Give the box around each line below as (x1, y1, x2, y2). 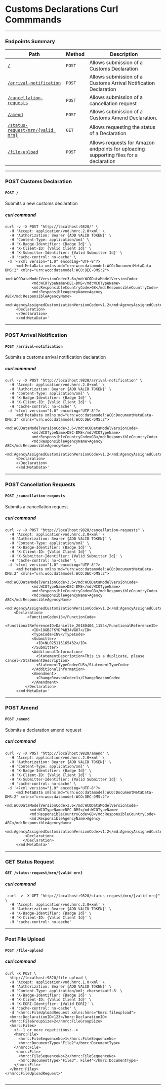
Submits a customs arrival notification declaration (5, 354, 106, 360)
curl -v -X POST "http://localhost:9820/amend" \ (5, 751, 110, 756)
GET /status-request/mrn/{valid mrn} (5, 870, 83, 875)
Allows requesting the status (89, 124, 156, 131)
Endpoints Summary (5, 38, 55, 45)
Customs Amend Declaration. (89, 114, 158, 121)
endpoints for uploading (89, 146, 145, 153)
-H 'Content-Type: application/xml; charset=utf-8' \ (9, 988, 123, 993)
